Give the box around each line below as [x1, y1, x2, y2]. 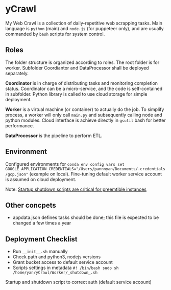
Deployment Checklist [5, 235, 78, 243]
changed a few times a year [12, 220, 71, 226]
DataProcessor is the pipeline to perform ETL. [5, 132, 103, 139]
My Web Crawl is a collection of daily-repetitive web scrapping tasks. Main [5, 20, 162, 26]
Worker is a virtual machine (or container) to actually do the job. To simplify [5, 106, 164, 113]
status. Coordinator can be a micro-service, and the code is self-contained [5, 85, 163, 92]
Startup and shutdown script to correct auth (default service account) [5, 279, 152, 285]
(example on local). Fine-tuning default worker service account [29, 171, 162, 177]
